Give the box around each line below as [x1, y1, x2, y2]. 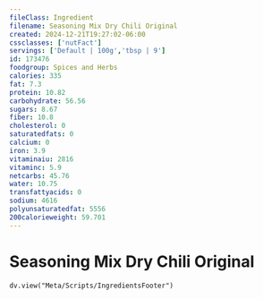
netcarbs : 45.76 [9, 171, 70, 180]
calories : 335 [9, 72, 63, 81]
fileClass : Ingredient [9, 13, 94, 22]
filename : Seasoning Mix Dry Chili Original [9, 21, 178, 30]
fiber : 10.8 [9, 113, 54, 122]
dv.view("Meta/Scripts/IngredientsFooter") [9, 281, 174, 290]
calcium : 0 [9, 138, 50, 147]
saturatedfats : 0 [9, 130, 74, 139]
